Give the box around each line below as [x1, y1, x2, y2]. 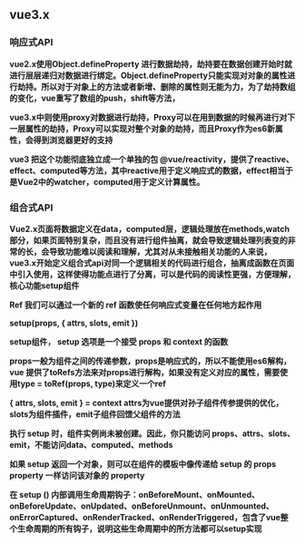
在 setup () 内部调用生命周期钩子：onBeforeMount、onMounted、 [9, 489, 261, 499]
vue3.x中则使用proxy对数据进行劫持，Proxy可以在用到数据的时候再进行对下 [9, 112, 296, 122]
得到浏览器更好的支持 [33, 134, 113, 145]
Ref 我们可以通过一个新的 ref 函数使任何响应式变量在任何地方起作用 [9, 299, 262, 310]
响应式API [9, 36, 54, 49]
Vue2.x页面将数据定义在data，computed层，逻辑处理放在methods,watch [9, 223, 290, 234]
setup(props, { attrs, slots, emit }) [9, 317, 139, 328]
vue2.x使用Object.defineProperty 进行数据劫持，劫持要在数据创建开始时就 [9, 58, 292, 69]
